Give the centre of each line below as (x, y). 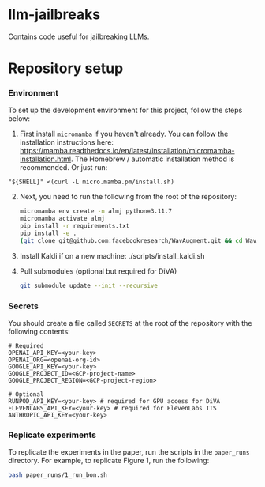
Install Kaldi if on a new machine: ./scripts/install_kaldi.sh (112, 255)
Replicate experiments (52, 435)
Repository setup (66, 68)
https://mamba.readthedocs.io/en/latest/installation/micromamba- (127, 151)
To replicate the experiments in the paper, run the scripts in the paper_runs (129, 452)
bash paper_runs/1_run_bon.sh (58, 475)
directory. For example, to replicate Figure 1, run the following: (109, 461)
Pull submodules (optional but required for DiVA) (98, 271)
